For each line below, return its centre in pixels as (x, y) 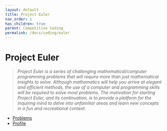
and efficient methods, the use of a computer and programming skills (88, 87)
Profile (19, 123)
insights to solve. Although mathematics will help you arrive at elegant (89, 82)
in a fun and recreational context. (51, 108)
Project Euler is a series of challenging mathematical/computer (82, 71)
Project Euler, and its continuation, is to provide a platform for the (84, 98)
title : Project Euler (28, 14)
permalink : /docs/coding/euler (38, 33)
